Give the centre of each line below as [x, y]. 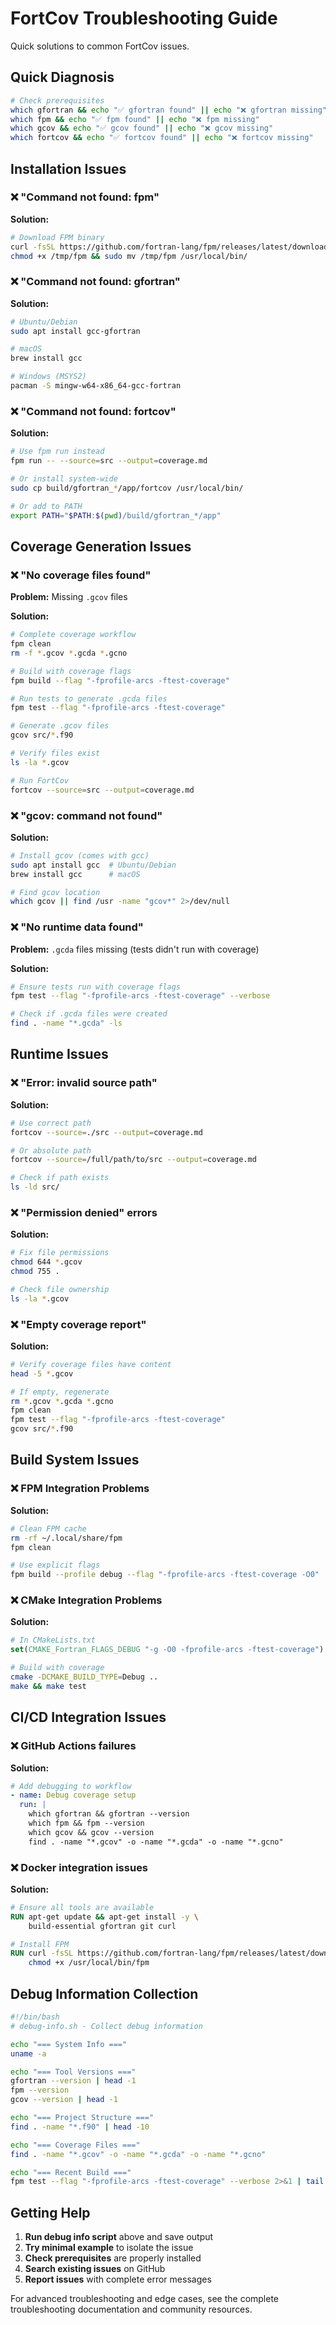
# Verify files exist [55, 753]
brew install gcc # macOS [75, 874]
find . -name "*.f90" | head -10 [80, 2127]
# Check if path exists [60, 1178]
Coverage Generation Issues [101, 546]
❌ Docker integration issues [79, 1867]
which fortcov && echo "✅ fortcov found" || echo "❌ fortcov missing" [162, 138]
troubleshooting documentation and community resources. [131, 2309]
